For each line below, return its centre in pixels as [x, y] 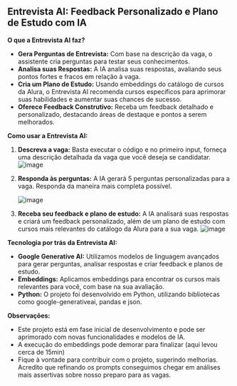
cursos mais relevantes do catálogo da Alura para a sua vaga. [108, 229]
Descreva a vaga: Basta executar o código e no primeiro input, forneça [122, 150]
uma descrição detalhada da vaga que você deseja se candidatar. [114, 157]
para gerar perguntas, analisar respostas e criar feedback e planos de [120, 264]
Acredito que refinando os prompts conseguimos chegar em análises [119, 367]
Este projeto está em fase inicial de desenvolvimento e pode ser [111, 329]
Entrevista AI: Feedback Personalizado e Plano [113, 12]
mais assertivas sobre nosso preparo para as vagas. [94, 375]
